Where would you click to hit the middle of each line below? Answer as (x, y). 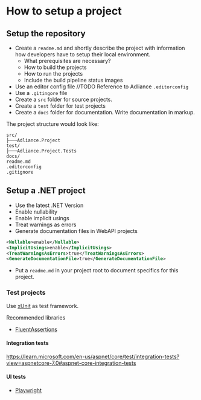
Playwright (28, 390)
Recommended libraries (36, 317)
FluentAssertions (36, 329)
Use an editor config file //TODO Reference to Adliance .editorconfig (102, 87)
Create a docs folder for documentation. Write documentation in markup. (105, 112)
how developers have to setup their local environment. (83, 54)
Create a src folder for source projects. (64, 99)
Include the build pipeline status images (73, 80)
